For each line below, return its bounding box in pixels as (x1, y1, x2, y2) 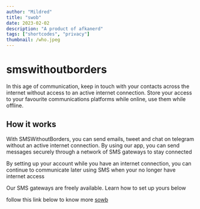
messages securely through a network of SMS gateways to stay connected (6, 148, 192, 155)
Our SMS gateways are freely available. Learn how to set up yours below (6, 184, 186, 192)
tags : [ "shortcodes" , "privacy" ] (6, 31, 90, 37)
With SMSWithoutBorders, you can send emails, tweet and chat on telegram (6, 135, 194, 142)
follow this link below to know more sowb (6, 196, 109, 203)
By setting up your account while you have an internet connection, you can (6, 160, 192, 167)
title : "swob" (6, 14, 42, 20)
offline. (6, 102, 24, 109)
